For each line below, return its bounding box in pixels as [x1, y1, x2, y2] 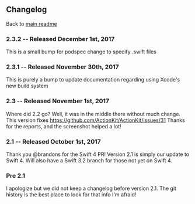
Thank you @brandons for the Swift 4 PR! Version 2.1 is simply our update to [6, 151, 190, 158]
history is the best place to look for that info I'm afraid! [6, 191, 137, 198]
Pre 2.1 [6, 171, 25, 179]
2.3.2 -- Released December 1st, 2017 [6, 35, 115, 43]
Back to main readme [6, 20, 57, 27]
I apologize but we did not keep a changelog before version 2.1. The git [6, 185, 177, 192]
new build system [6, 82, 48, 90]
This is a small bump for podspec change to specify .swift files [6, 48, 156, 55]
